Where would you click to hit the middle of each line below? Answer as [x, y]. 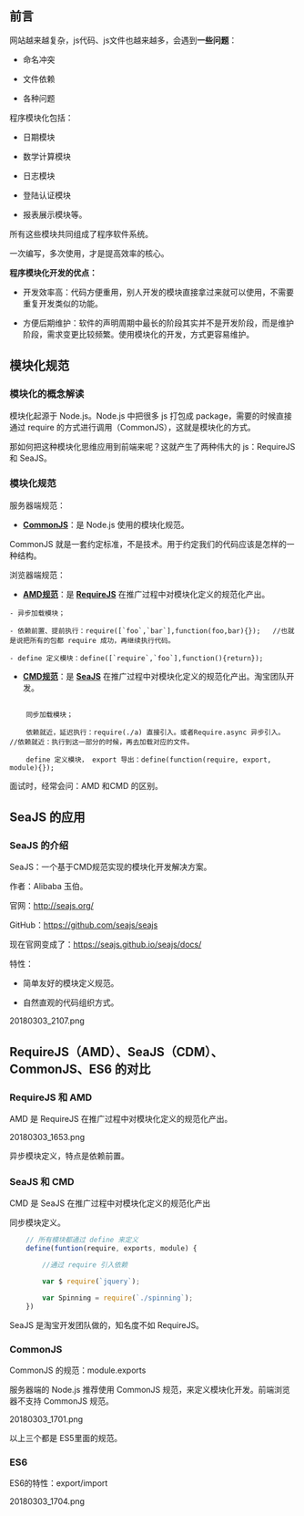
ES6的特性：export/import [59, 1483]
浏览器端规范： [37, 575]
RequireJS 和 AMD [51, 1097]
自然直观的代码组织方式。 [71, 1002]
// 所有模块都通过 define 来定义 [82, 1240]
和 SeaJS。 [31, 458]
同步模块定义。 [37, 1223]
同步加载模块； [50, 714]
